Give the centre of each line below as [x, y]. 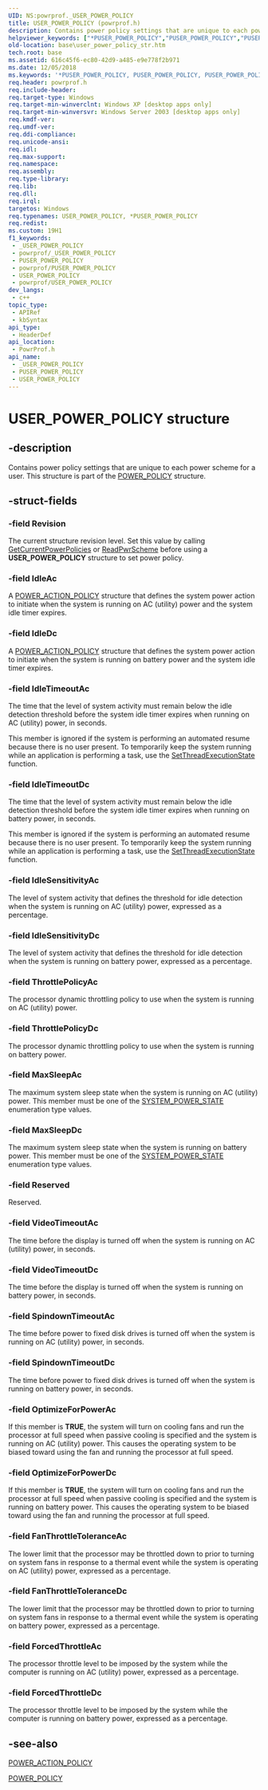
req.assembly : [32, 172]
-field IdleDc [33, 634]
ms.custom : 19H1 [35, 231]
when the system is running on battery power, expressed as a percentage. [130, 961]
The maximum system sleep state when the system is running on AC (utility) [133, 1092]
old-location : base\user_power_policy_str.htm [87, 45]
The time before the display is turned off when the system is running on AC [132, 1240]
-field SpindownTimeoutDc [62, 1363]
